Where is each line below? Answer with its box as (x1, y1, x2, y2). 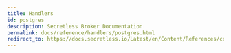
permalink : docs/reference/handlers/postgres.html (7, 29, 155, 36)
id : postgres (7, 17, 45, 23)
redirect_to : (7, 36, 45, 43)
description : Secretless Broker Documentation (7, 23, 143, 30)
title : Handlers (7, 10, 54, 17)
